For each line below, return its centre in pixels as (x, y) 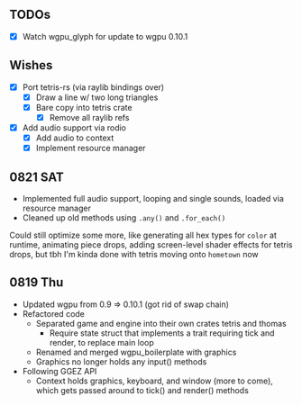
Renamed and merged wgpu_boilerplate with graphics (136, 352)
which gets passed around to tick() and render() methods (142, 390)
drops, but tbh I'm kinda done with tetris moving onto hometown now (134, 254)
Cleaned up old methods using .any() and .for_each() (124, 217)
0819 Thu (37, 283)
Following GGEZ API (59, 371)
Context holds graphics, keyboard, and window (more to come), (154, 381)
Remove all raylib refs (89, 117)
